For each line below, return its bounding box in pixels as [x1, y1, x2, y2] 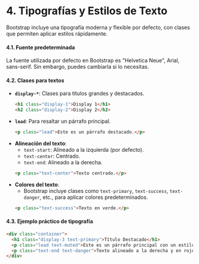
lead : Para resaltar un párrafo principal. [14, 117, 111, 125]
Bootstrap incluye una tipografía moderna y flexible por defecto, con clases [6, 24, 191, 31]
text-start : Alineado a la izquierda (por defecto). [23, 146, 144, 153]
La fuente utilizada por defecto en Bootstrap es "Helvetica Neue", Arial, [6, 57, 179, 64]
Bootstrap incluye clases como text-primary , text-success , [23, 187, 169, 194]
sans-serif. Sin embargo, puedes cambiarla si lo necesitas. [6, 63, 149, 71]
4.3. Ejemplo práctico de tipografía [6, 218, 94, 225]
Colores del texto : [14, 181, 60, 188]
